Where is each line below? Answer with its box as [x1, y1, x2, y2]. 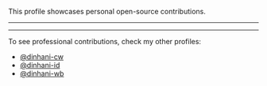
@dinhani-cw [19, 52, 64, 62]
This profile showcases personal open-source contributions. [8, 7, 207, 16]
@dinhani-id [19, 61, 60, 69]
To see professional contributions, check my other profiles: [8, 37, 201, 46]
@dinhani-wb [19, 69, 64, 78]
